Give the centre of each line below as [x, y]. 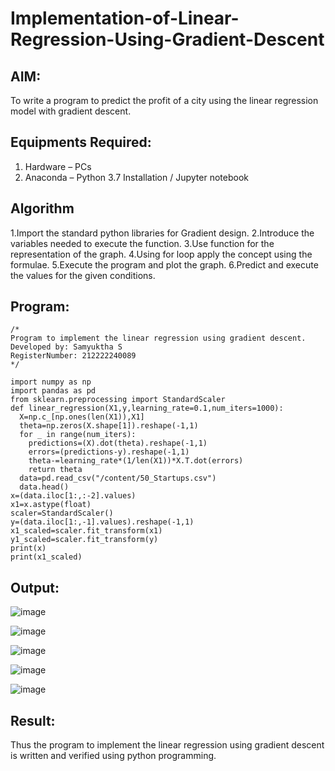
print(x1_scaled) [46, 557]
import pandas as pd [53, 391]
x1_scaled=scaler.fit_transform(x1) [86, 531]
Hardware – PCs [58, 166]
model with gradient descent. [71, 111]
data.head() [44, 487]
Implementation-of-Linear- [125, 18]
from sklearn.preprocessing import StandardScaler [118, 400]
